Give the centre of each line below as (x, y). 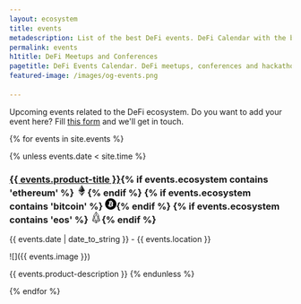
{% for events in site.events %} (67, 138)
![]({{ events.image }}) (50, 256)
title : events (36, 28)
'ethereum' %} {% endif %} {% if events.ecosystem (130, 193)
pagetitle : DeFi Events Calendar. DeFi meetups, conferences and (133, 66)
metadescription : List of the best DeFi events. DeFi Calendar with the (148, 38)
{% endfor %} (35, 291)
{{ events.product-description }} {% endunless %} (102, 274)
